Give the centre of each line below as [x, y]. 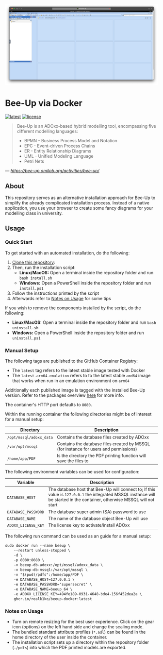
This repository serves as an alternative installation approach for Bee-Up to [80, 198]
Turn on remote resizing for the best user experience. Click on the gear [83, 622]
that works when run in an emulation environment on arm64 [71, 381]
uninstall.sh [25, 328]
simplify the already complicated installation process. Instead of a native [77, 202]
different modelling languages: [48, 131]
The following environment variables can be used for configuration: [72, 471]
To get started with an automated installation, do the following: [67, 253]
